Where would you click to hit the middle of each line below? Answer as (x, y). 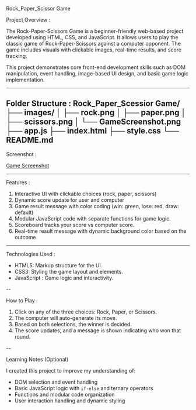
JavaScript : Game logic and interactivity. (64, 278)
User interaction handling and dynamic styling (70, 401)
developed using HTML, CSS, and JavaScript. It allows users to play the (92, 37)
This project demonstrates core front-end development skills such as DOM (96, 67)
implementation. (25, 80)
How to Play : (22, 300)
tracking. (17, 56)
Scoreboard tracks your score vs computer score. (74, 225)
